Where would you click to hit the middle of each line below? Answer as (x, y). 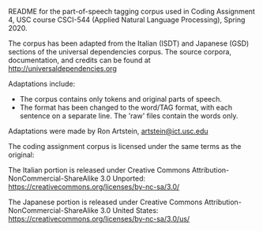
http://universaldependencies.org (62, 69)
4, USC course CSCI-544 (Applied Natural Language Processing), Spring (127, 20)
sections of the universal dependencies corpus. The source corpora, (120, 52)
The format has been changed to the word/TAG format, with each (126, 107)
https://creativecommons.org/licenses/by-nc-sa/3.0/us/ (99, 219)
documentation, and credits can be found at (80, 60)
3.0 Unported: (123, 178)
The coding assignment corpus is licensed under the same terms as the (125, 146)
